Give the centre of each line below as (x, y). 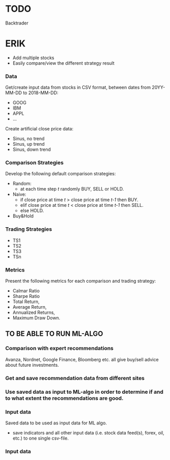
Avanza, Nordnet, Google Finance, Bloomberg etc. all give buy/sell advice (82, 359)
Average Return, (29, 307)
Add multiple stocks (33, 58)
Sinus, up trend (28, 144)
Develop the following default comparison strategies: (60, 174)
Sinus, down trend (32, 150)
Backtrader (17, 23)
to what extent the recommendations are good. (64, 398)
